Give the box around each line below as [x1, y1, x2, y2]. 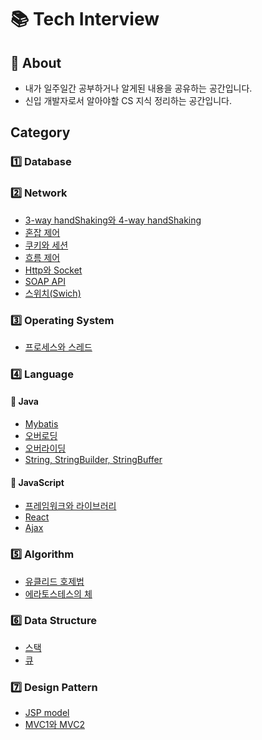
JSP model [24, 707, 70, 719]
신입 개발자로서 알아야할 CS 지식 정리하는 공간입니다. [24, 95, 233, 106]
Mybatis [24, 418, 59, 430]
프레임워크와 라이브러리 [24, 500, 117, 512]
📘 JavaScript [10, 476, 65, 488]
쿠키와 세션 [24, 239, 69, 251]
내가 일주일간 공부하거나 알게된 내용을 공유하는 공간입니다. [24, 82, 253, 94]
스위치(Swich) [24, 287, 82, 299]
